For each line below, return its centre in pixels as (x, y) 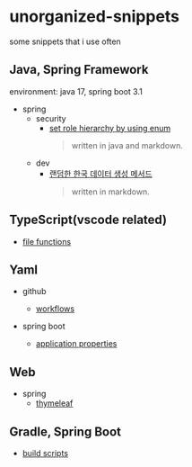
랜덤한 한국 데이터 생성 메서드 (100, 174)
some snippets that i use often (65, 41)
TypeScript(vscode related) (88, 220)
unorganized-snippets (95, 17)
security (51, 118)
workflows (55, 309)
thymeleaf (54, 403)
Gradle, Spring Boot (65, 431)
